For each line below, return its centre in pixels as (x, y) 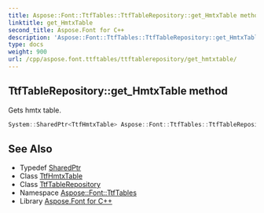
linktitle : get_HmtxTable (50, 23)
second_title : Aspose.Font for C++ (66, 30)
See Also (30, 149)
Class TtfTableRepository (60, 185)
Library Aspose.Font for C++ (66, 201)
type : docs (26, 45)
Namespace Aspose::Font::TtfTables (78, 193)
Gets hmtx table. (35, 110)
